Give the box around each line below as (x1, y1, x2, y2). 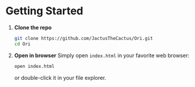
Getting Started (5, 4, 84, 18)
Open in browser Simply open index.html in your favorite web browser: (14, 52, 190, 59)
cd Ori (14, 41, 31, 47)
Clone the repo (14, 24, 52, 31)
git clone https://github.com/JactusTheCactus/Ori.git (14, 35, 153, 41)
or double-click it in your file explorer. (14, 74, 106, 81)
